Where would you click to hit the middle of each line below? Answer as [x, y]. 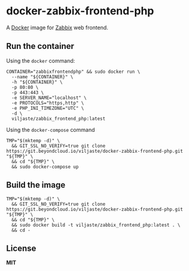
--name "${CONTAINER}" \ [42, 77]
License [21, 248]
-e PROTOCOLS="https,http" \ [48, 103]
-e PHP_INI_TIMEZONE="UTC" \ [48, 108]
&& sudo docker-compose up [45, 167]
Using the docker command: [41, 60]
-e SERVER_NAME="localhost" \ [49, 98]
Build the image [36, 185]
